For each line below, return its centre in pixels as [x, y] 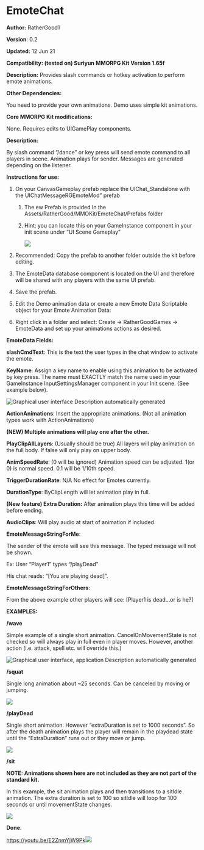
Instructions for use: [33, 177]
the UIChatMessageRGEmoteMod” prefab [68, 195]
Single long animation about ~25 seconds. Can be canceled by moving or [98, 683]
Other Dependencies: [34, 93]
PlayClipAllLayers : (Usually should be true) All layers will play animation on [100, 444]
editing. [25, 261]
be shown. [19, 552]
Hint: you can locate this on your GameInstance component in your [108, 225]
